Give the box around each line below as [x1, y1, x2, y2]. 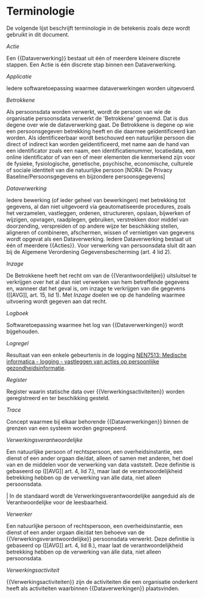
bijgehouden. [6, 328, 40, 335]
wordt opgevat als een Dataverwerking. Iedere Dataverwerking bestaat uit [6, 235, 192, 242]
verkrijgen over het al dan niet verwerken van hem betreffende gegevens [6, 278, 190, 286]
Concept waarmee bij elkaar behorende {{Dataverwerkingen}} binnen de [6, 418, 189, 425]
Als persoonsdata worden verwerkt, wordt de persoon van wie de [6, 108, 171, 115]
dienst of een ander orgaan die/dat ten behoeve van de [6, 529, 145, 536]
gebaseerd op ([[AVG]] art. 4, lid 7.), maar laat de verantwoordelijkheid [6, 467, 183, 474]
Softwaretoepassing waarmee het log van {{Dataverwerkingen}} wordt [6, 321, 184, 328]
